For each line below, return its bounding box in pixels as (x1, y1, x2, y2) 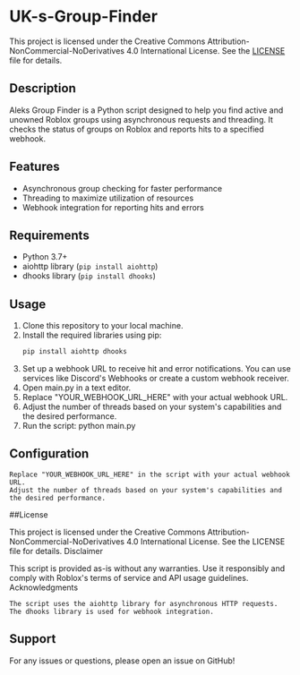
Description (9, 81, 76, 96)
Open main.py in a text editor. (21, 382, 132, 393)
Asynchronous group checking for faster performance (21, 183, 222, 193)
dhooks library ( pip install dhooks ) (21, 270, 157, 281)
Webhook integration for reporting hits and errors (21, 201, 204, 212)
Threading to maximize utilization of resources (21, 192, 194, 203)
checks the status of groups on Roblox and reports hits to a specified (9, 124, 264, 134)
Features (9, 159, 60, 175)
